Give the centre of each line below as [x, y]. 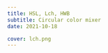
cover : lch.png [29, 39]
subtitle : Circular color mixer [54, 20]
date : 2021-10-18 [32, 26]
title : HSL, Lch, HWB [39, 13]
